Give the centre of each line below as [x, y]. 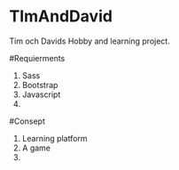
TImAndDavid [61, 16]
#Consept [27, 121]
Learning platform [54, 138]
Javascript [41, 94]
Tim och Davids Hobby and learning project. [89, 41]
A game [36, 148]
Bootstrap [40, 85]
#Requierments [37, 58]
